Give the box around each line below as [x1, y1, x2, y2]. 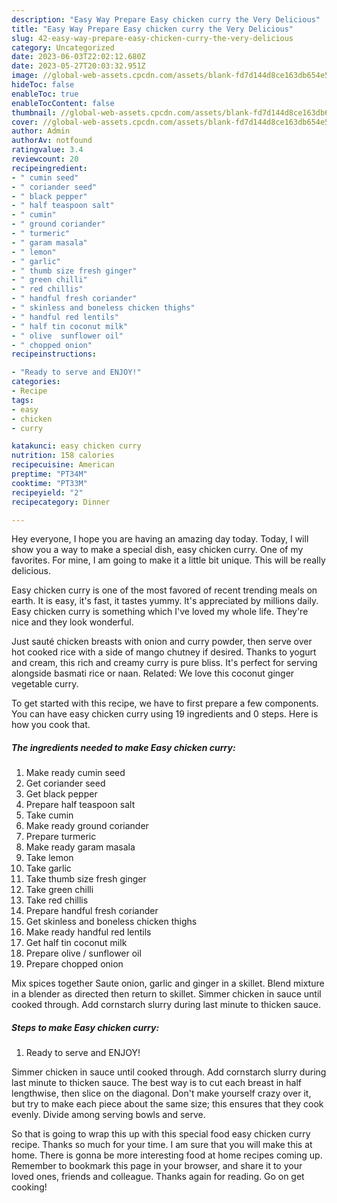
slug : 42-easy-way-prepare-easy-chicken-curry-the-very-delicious [11, 33, 294, 43]
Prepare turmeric [25, 831, 97, 843]
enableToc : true [11, 89, 79, 99]
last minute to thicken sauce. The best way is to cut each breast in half [11, 1077, 302, 1089]
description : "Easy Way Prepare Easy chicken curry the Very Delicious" [11, 14, 321, 25]
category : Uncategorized [11, 42, 115, 53]
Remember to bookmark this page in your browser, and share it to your [11, 1160, 303, 1172]
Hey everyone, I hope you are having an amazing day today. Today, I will [11, 533, 309, 545]
